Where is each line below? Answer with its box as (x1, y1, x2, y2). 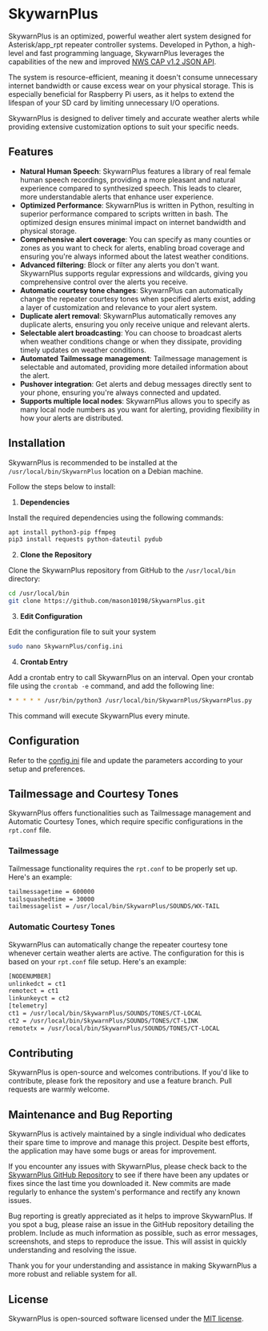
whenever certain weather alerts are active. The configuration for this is (8, 948, 245, 958)
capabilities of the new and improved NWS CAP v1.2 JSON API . (8, 57, 217, 66)
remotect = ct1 (8, 987, 59, 995)
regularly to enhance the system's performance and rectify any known (8, 1187, 241, 1197)
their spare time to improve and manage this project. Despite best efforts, (8, 1138, 250, 1148)
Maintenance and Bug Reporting (8, 1108, 174, 1121)
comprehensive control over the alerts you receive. (19, 277, 188, 287)
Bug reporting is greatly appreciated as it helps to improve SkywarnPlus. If (8, 1211, 254, 1221)
